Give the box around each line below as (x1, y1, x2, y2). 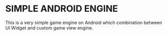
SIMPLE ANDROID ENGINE (5, 3, 118, 14)
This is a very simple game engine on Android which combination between (5, 19, 162, 25)
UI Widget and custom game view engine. (5, 24, 93, 30)
